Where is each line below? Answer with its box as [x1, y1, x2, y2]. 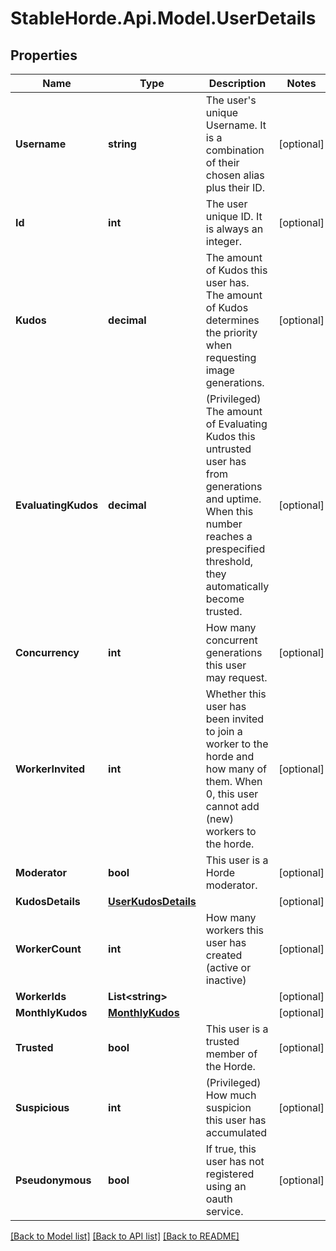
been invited [205, 712, 265, 726]
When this [205, 505, 254, 518]
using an [205, 1180, 247, 1193]
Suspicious [15, 1101, 70, 1114]
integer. [205, 235, 242, 248]
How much [205, 1088, 257, 1102]
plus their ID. [205, 181, 266, 194]
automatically [205, 580, 270, 593]
